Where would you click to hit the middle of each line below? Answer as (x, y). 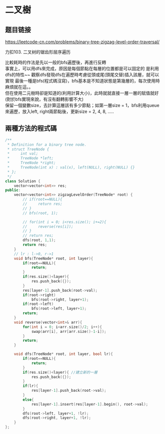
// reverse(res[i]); (48, 226)
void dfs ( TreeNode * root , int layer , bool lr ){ (63, 354)
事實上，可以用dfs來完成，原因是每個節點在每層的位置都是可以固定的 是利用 (82, 68)
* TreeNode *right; (31, 163)
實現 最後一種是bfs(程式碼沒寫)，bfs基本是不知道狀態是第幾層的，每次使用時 (82, 81)
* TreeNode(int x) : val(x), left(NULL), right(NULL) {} (71, 167)
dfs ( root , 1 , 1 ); (39, 240)
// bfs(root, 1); (40, 213)
